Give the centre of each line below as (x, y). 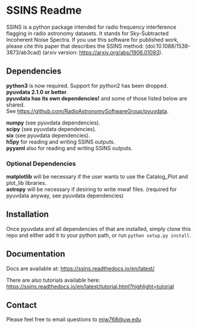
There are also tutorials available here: (53, 280)
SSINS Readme (44, 10)
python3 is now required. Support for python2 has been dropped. (87, 86)
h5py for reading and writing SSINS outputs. (61, 142)
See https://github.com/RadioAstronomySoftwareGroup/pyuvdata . (87, 111)
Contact (21, 305)
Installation (27, 214)
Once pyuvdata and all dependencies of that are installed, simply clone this (98, 229)
